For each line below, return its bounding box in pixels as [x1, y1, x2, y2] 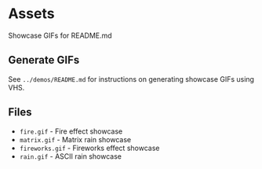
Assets [8, 5, 55, 23]
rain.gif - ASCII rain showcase [19, 151, 122, 161]
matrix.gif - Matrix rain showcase [19, 134, 132, 144]
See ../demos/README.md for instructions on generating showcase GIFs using [8, 74, 255, 83]
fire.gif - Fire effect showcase [19, 127, 123, 136]
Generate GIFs [8, 53, 80, 67]
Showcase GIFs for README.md [8, 31, 112, 40]
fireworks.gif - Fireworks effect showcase [19, 143, 160, 152]
